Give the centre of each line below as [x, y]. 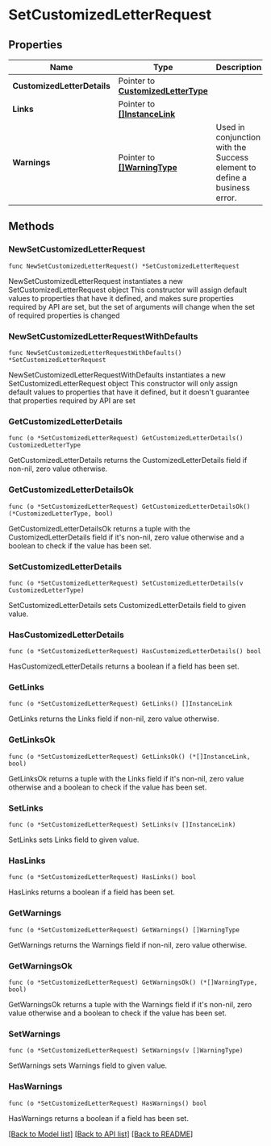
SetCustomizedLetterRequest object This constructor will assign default [128, 290]
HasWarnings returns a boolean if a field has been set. [99, 1118]
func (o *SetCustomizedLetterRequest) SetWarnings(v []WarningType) [126, 1051]
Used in [230, 127]
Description [239, 67]
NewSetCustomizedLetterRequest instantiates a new [96, 281]
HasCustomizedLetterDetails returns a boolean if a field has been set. [124, 666]
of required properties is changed [64, 315]
